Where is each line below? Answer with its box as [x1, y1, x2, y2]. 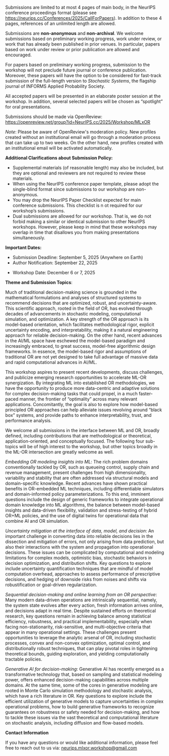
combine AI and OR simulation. [5, 518, 69, 524]
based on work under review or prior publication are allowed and [5, 47, 140, 52]
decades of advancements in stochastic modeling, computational [5, 311, 141, 316]
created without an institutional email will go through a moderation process [5, 134, 160, 140]
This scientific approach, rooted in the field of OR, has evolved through [5, 305, 153, 311]
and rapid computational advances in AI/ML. [5, 359, 97, 365]
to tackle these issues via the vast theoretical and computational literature [5, 714, 159, 721]
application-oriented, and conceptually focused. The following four [5, 438, 145, 444]
